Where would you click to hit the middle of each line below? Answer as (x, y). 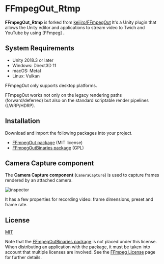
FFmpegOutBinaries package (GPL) (48, 148)
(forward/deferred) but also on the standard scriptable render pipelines (77, 100)
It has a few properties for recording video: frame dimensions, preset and (79, 199)
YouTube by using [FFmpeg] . (35, 33)
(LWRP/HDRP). (20, 105)
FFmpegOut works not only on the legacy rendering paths (64, 95)
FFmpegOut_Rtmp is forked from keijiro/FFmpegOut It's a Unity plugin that (81, 22)
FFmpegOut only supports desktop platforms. (51, 85)
